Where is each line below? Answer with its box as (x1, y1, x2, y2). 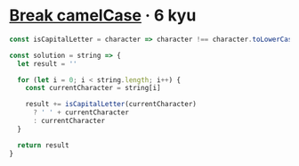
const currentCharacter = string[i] (25, 84, 162, 93)
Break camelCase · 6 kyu (9, 5, 197, 26)
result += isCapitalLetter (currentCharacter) (25, 100, 198, 109)
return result (17, 140, 69, 150)
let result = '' (17, 59, 77, 68)
